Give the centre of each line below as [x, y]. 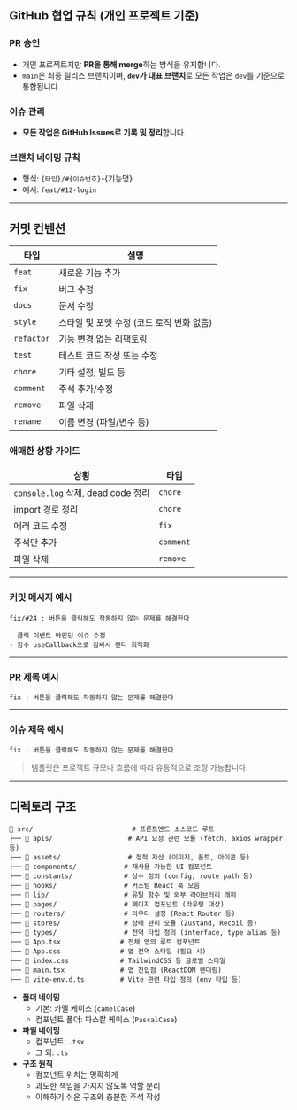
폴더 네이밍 [41, 998]
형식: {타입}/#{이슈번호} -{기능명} [77, 179]
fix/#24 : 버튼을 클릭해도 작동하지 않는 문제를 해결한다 [99, 618]
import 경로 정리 [46, 510]
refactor [32, 339]
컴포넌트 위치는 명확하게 [77, 1075]
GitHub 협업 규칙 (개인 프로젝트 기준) [104, 16]
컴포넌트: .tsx [60, 1042]
